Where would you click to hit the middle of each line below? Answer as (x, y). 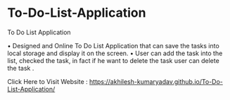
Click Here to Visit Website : (47, 81)
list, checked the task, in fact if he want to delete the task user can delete (113, 60)
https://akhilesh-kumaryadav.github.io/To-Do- (156, 81)
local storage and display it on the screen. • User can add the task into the (115, 53)
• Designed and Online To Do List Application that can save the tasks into (113, 45)
